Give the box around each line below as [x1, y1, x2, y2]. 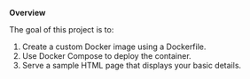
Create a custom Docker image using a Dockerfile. [21, 41, 207, 52]
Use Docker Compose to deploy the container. [21, 51, 192, 61]
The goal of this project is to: [9, 25, 114, 34]
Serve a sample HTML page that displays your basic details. [21, 61, 242, 70]
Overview [9, 8, 46, 18]
